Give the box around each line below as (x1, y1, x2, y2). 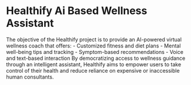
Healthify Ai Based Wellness (6, 4, 148, 18)
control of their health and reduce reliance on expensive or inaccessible (6, 67, 180, 74)
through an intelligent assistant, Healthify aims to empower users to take (6, 60, 182, 68)
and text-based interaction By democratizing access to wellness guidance (6, 55, 186, 62)
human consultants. (6, 73, 54, 80)
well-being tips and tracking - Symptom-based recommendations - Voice (6, 48, 184, 55)
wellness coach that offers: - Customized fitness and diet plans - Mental (6, 42, 181, 49)
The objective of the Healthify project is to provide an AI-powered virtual (6, 36, 182, 43)
